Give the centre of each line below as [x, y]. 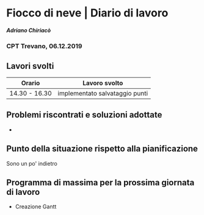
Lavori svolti [30, 66]
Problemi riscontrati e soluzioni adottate [84, 115]
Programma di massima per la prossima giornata [100, 182]
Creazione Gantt [36, 206]
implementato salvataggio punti [103, 93]
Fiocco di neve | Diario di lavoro [87, 13]
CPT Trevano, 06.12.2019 [44, 46]
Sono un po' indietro [32, 163]
